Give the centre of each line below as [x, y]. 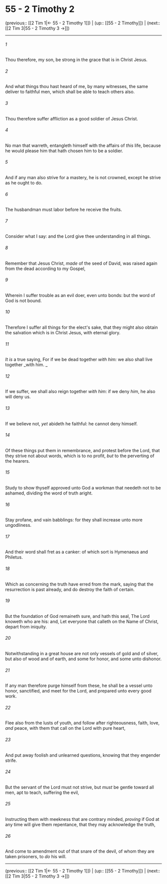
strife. [11, 760]
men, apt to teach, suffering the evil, [42, 792]
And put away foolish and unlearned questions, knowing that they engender [83, 755]
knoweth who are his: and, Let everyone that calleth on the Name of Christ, [82, 621]
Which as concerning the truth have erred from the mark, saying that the [79, 584]
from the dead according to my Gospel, [45, 268]
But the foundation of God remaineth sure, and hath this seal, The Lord [78, 616]
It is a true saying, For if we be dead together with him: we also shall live [79, 360]
